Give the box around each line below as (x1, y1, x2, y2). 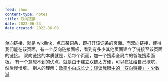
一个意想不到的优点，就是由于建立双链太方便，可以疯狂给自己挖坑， (19, 59, 160, 65)
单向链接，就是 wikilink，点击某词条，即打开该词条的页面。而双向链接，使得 (5, 40, 162, 46)
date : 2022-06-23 (5, 21, 41, 26)
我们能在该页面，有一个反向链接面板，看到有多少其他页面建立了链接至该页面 (5, 46, 163, 52)
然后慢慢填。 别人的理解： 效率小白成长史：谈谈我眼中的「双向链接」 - (5, 65, 150, 71)
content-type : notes (5, 12, 48, 17)
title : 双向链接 (5, 16, 36, 21)
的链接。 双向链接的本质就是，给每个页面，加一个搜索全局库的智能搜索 (5, 53, 151, 59)
